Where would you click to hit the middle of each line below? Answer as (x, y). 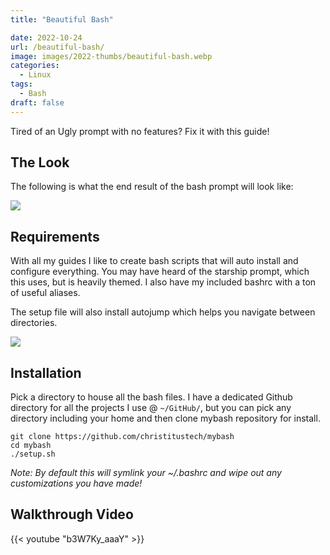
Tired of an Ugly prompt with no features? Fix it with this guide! (140, 131)
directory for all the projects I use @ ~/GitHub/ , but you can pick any (151, 408)
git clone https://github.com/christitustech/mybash (122, 437)
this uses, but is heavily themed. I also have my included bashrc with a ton (163, 282)
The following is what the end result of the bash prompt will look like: (152, 187)
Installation (46, 372)
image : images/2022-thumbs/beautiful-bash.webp (111, 56)
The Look (40, 162)
